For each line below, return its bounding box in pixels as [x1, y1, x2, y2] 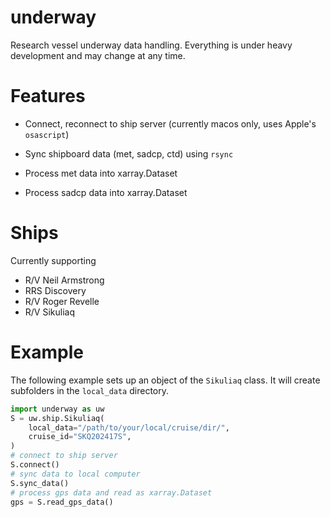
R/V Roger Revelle [24, 295, 100, 307]
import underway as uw [10, 404, 105, 414]
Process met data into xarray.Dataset [24, 167, 178, 179]
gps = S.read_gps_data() [10, 497, 114, 507]
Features [10, 85, 86, 108]
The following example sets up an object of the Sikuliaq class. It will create [10, 374, 321, 386]
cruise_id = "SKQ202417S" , [28, 432, 132, 442]
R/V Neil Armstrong [24, 274, 105, 286]
